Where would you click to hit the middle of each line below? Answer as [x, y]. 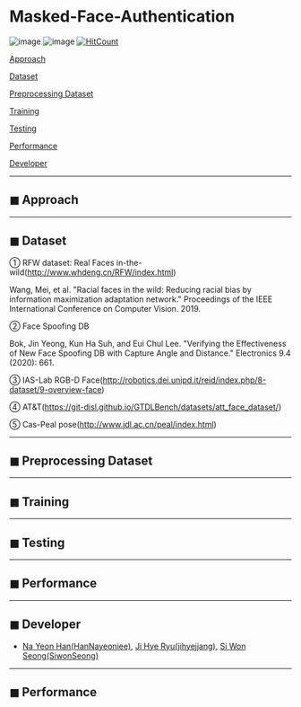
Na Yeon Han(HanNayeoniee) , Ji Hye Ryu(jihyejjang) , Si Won [134, 646]
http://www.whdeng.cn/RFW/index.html [100, 272]
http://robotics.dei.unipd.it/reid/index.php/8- [185, 380]
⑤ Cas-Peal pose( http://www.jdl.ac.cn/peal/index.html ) [113, 424]
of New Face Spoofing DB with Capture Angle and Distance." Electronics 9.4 [150, 353]
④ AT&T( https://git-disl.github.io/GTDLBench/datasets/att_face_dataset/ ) [146, 407]
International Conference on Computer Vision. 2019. [105, 308]
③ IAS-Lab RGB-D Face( [56, 380]
